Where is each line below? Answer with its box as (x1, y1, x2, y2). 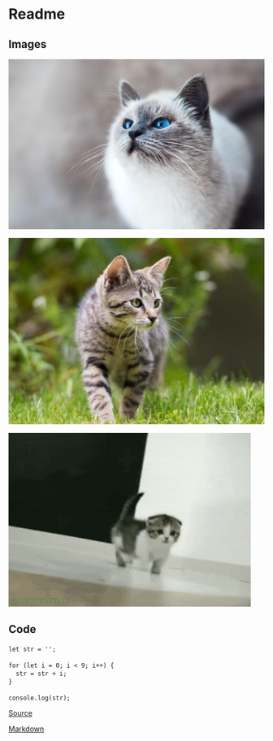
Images (8, 37, 47, 51)
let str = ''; (8, 645, 57, 653)
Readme (8, 5, 66, 24)
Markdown (8, 724, 45, 734)
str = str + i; (15, 669, 67, 678)
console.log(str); (8, 694, 71, 702)
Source (8, 708, 32, 717)
